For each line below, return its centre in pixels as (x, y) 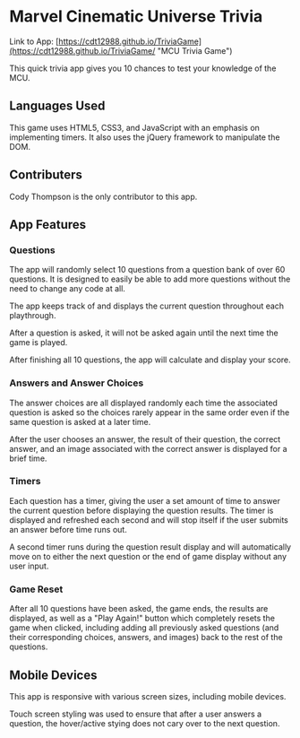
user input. (29, 566)
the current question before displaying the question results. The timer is (141, 510)
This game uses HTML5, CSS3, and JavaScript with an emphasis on (134, 127)
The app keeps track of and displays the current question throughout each (147, 306)
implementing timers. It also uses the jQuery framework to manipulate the (145, 137)
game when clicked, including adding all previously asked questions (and (144, 628)
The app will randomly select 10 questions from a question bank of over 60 (147, 270)
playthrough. (33, 316)
